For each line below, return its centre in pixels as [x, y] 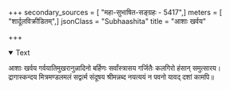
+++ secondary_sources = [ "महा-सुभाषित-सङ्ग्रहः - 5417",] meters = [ [115, 12]
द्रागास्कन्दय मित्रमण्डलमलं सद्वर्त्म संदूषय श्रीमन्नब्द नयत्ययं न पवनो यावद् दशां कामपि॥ [111, 77]
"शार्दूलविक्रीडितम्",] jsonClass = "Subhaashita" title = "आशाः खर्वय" [107, 21]
